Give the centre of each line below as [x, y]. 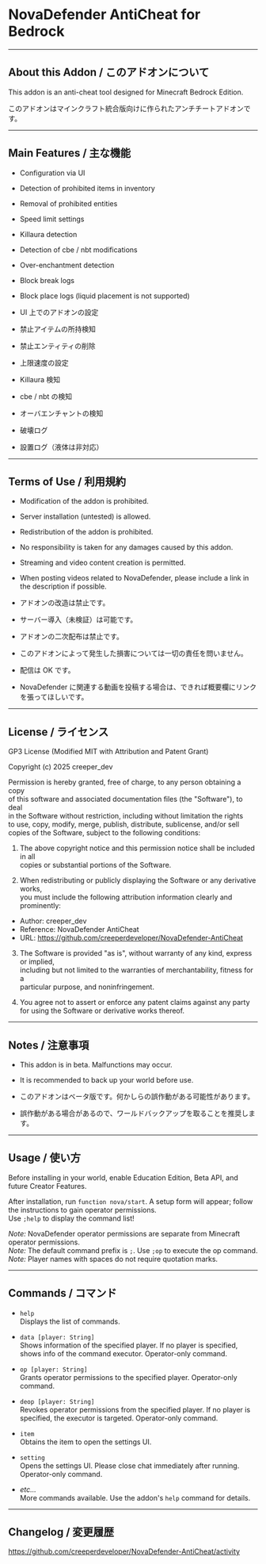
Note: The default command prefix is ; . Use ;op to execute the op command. [133, 1250]
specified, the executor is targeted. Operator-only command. [119, 1418]
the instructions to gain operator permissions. [82, 1209]
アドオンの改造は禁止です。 [65, 603]
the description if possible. [63, 586]
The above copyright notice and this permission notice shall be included [137, 848]
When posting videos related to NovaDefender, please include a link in [134, 578]
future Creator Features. [47, 1186]
